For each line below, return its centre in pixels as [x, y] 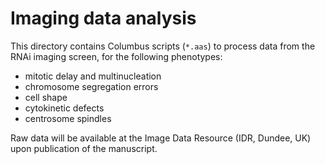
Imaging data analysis [103, 18]
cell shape [46, 97]
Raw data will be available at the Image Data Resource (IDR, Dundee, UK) [161, 138]
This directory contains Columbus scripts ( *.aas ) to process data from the [163, 46]
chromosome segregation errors [91, 86]
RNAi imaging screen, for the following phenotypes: [116, 56]
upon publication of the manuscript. [84, 148]
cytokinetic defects [64, 108]
